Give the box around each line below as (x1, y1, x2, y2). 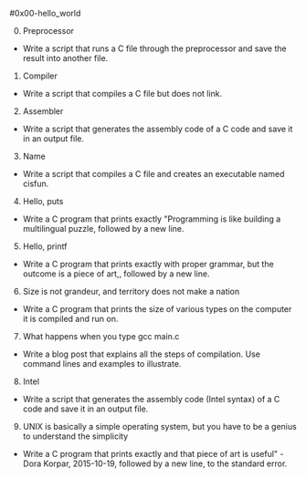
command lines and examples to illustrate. (22, 358, 182, 369)
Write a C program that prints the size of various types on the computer (22, 304, 292, 314)
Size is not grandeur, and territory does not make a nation (22, 286, 240, 296)
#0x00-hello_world (9, 8, 81, 18)
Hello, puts (22, 196, 64, 206)
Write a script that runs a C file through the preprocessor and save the (22, 43, 287, 54)
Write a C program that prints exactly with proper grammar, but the (22, 259, 274, 269)
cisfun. (22, 178, 49, 189)
